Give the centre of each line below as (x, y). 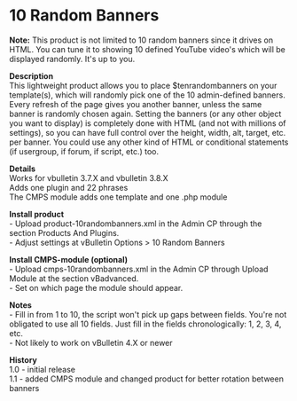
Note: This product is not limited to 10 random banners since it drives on (141, 40)
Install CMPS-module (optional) (69, 259)
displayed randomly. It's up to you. (72, 59)
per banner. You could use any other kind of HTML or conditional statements (149, 142)
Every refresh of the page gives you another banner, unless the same (136, 104)
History (23, 359)
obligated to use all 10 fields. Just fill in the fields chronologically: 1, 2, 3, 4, (145, 324)
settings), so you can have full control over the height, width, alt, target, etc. (148, 132)
